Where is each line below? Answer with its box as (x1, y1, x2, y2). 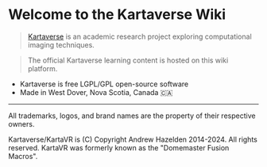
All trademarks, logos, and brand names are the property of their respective (8, 111, 256, 120)
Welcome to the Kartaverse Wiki (8, 6, 226, 24)
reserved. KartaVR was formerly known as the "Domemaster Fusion (8, 142, 230, 152)
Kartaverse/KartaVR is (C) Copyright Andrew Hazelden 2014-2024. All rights (8, 135, 258, 144)
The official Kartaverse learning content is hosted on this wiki (27, 55, 229, 65)
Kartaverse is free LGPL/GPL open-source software (19, 79, 189, 89)
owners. (8, 119, 35, 128)
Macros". (8, 151, 38, 161)
